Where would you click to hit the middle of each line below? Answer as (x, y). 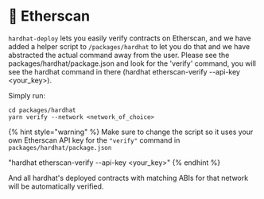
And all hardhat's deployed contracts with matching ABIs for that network (128, 178)
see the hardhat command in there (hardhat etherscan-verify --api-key (124, 71)
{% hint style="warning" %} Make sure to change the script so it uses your (131, 132)
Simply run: (27, 95)
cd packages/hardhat (43, 110)
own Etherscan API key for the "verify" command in (94, 140)
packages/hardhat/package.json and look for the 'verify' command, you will (132, 63)
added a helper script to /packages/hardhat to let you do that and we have (129, 46)
